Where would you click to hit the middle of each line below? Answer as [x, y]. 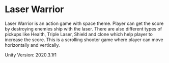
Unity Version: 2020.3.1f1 [31, 55]
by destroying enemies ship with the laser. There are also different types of [83, 28]
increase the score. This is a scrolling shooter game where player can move [84, 40]
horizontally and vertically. [32, 45]
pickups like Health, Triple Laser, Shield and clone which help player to [79, 34]
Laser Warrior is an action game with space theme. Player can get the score [84, 23]
